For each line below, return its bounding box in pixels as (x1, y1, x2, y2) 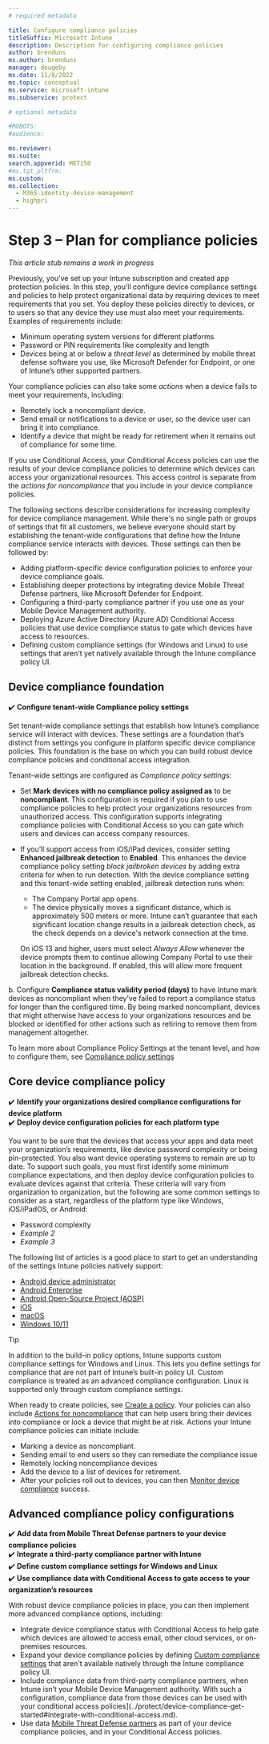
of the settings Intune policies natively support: (8, 1260, 164, 1270)
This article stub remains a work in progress (8, 258, 155, 268)
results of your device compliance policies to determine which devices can (8, 464, 255, 473)
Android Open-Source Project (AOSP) (19, 1293, 145, 1303)
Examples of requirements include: (8, 316, 123, 325)
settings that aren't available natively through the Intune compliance (19, 1659, 244, 1668)
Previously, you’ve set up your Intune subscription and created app (8, 273, 230, 283)
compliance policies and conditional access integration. (8, 754, 192, 764)
